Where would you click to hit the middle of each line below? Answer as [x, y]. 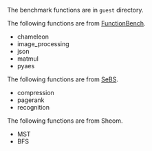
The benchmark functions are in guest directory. [75, 10]
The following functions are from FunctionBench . [76, 23]
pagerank [31, 100]
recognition [33, 107]
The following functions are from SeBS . [63, 79]
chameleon [33, 37]
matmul [28, 59]
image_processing [43, 44]
